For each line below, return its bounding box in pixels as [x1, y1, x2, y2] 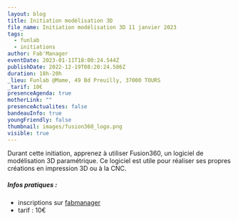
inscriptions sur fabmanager [17, 199, 101, 207]
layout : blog [7, 10, 46, 18]
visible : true [7, 130, 50, 137]
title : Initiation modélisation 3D [7, 17, 113, 24]
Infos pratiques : [7, 180, 58, 189]
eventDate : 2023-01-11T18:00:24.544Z [7, 57, 120, 64]
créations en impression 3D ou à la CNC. [7, 164, 127, 173]
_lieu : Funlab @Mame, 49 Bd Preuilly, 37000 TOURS [7, 76, 161, 84]
